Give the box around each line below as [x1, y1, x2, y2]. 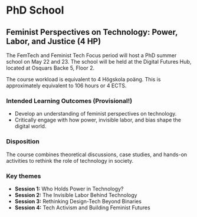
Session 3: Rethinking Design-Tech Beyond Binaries [14, 198, 142, 205]
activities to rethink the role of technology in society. [6, 157, 134, 164]
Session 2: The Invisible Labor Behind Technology [14, 191, 137, 198]
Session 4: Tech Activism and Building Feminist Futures [14, 204, 150, 211]
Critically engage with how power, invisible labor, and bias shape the [14, 116, 182, 124]
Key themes [6, 172, 41, 180]
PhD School [6, 4, 64, 17]
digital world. [14, 123, 47, 130]
